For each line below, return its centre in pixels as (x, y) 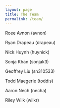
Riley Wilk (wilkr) (22, 100)
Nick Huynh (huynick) (27, 52)
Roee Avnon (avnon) (26, 33)
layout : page (19, 10)
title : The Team (22, 14)
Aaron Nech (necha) (26, 91)
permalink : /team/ (24, 19)
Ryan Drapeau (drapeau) (30, 43)
